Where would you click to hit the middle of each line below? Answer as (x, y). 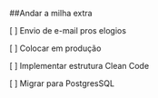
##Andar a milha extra (51, 13)
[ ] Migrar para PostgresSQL (62, 83)
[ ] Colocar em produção (55, 48)
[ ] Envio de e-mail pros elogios (68, 30)
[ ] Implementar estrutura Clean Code (79, 66)
